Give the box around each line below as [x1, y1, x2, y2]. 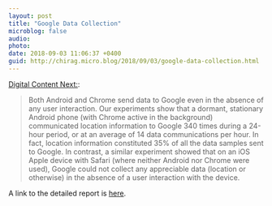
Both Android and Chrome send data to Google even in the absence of [28, 95, 264, 105]
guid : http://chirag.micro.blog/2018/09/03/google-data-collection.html [8, 58, 260, 66]
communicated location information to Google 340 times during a [28, 121, 248, 131]
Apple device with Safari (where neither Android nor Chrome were [28, 155, 250, 165]
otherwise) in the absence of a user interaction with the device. [28, 172, 240, 182]
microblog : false [8, 27, 67, 35]
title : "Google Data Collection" [8, 19, 122, 28]
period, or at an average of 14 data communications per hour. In [45, 129, 259, 139]
